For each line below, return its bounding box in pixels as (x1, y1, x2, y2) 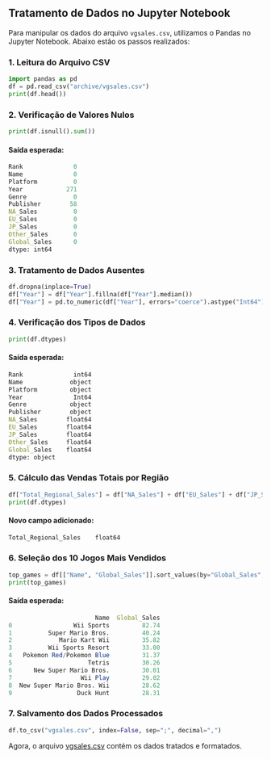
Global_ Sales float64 (8, 446, 92, 454)
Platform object (8, 385, 92, 394)
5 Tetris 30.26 (8, 659, 161, 667)
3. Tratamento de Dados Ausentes (8, 264, 145, 275)
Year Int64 (8, 393, 92, 401)
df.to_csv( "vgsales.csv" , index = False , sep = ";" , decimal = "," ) (8, 726, 222, 734)
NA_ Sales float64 (8, 416, 92, 424)
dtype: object (8, 453, 56, 461)
